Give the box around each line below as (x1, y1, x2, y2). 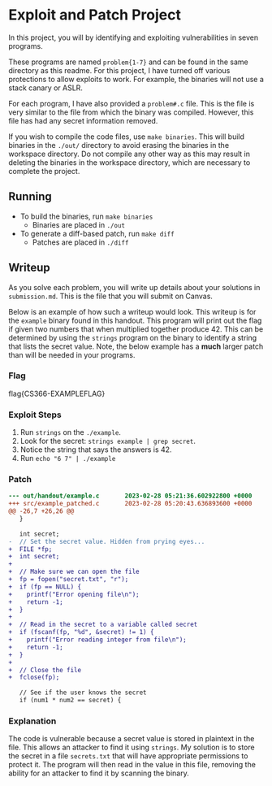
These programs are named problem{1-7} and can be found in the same (8, 57, 249, 67)
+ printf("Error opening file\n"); (8, 590, 140, 598)
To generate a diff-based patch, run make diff (19, 228, 175, 238)
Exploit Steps (8, 409, 63, 420)
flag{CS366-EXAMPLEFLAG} (8, 389, 106, 398)
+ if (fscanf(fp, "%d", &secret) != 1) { (8, 628, 154, 636)
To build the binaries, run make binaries (19, 211, 153, 221)
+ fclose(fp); (8, 673, 60, 682)
